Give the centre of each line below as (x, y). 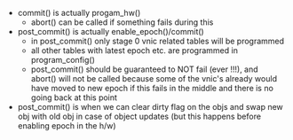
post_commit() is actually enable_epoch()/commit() (111, 31)
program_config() (63, 60)
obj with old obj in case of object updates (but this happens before (139, 116)
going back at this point (74, 97)
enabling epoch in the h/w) (67, 126)
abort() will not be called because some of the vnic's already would (154, 78)
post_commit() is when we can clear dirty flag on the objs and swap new (150, 107)
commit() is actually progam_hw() (79, 13)
